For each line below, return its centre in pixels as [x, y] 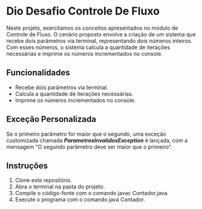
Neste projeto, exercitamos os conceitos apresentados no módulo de [92, 28]
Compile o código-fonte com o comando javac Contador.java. [92, 193]
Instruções [27, 166]
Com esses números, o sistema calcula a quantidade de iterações [88, 47]
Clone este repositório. [44, 181]
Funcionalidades [38, 73]
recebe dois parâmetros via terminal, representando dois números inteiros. [99, 41]
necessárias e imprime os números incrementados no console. [85, 53]
